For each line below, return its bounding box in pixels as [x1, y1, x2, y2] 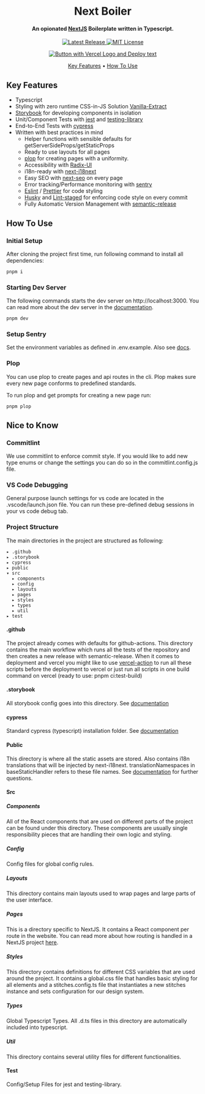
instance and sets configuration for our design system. [6, 987, 144, 995]
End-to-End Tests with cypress [15, 122, 94, 130]
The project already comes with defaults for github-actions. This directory [6, 639, 193, 646]
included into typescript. [6, 1024, 68, 1031]
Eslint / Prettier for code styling [24, 187, 103, 195]
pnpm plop [6, 403, 32, 410]
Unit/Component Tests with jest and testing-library [15, 116, 143, 123]
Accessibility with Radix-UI [24, 161, 92, 169]
